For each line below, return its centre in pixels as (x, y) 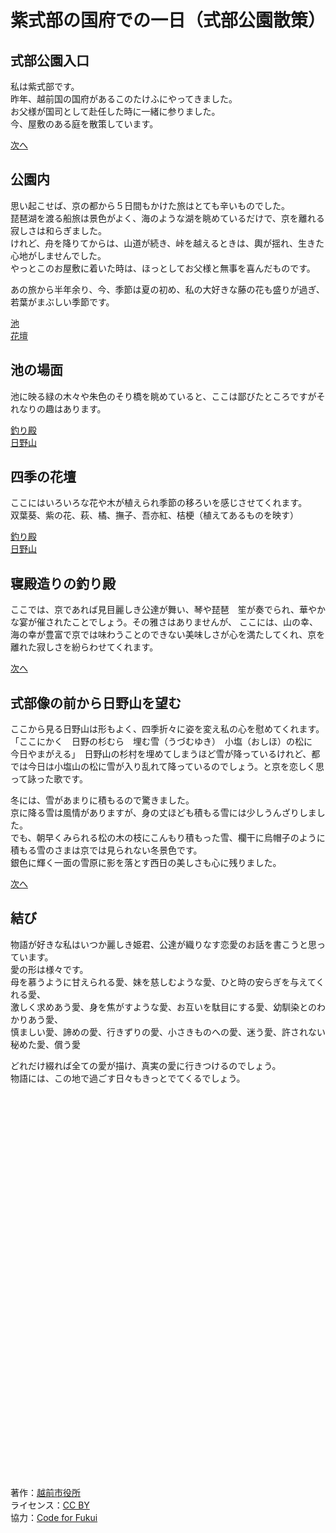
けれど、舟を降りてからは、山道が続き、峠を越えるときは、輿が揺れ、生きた (167, 243)
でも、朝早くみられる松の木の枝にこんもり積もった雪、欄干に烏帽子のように (168, 838)
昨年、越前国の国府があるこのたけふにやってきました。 (124, 99)
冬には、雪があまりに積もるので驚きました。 (102, 800)
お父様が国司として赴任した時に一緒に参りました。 (115, 111)
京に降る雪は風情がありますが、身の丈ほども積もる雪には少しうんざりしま (163, 813)
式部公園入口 (50, 60)
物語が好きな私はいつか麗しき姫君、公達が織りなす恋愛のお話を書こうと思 (163, 944)
